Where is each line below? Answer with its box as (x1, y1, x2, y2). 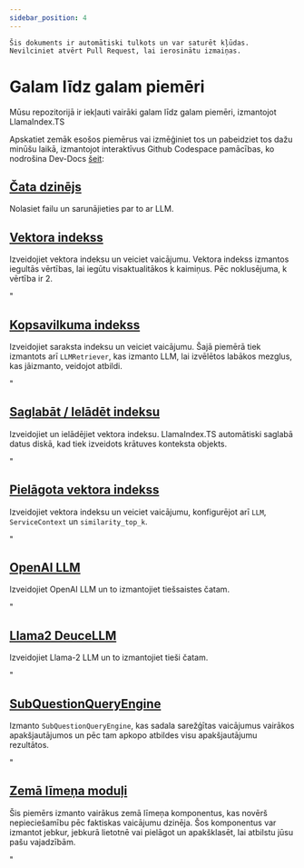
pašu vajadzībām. (9, 836, 76, 847)
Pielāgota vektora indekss (9, 483, 160, 498)
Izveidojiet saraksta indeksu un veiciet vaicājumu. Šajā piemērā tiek (9, 342, 261, 352)
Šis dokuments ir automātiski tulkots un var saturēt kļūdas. (9, 38, 250, 47)
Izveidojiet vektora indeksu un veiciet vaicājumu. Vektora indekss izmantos (9, 254, 289, 264)
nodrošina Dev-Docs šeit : (9, 153, 104, 164)
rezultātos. (9, 740, 50, 751)
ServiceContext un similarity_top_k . (9, 515, 148, 527)
